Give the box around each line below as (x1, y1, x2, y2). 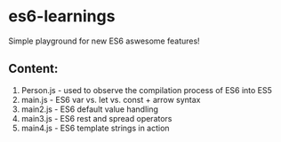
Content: (8, 61, 59, 76)
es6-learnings (8, 6, 116, 27)
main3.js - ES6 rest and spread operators (20, 113, 173, 123)
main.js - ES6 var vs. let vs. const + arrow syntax (20, 94, 201, 105)
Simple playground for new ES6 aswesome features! (8, 35, 201, 46)
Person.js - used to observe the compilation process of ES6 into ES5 (20, 84, 273, 95)
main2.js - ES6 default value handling (20, 104, 159, 114)
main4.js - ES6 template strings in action (20, 122, 170, 133)
